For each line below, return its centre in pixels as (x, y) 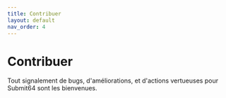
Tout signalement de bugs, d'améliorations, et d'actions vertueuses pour (113, 80)
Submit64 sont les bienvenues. (52, 88)
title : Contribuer (34, 14)
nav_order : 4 (26, 27)
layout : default (31, 20)
